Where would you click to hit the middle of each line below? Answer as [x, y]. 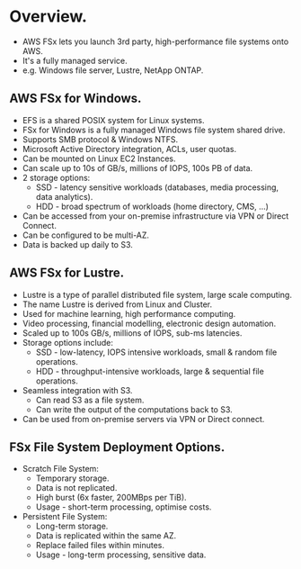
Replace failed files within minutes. [100, 546]
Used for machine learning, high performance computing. [129, 313]
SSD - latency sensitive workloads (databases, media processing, [157, 187]
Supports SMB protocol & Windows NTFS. [100, 139]
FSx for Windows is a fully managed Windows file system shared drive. [154, 130]
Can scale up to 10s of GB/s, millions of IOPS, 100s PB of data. [137, 167]
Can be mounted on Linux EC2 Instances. [99, 158]
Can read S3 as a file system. [90, 400]
